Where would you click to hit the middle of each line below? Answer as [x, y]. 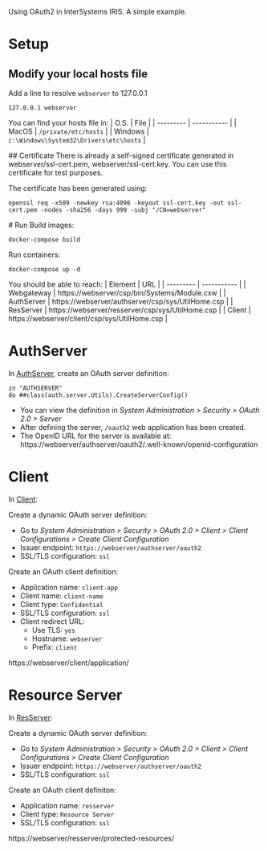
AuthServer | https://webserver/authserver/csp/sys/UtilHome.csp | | [121, 302]
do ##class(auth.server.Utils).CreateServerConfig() [98, 395]
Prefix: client [55, 647]
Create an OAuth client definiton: [62, 790]
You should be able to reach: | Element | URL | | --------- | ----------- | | [127, 284]
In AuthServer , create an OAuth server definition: [89, 373]
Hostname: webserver [67, 638]
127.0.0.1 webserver [43, 108]
